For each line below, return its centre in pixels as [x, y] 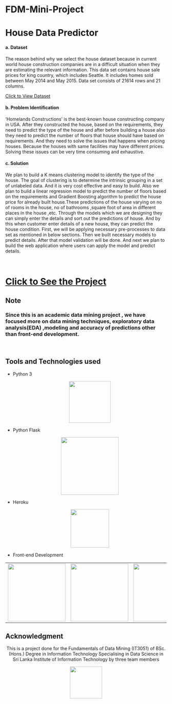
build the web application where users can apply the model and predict [80, 245]
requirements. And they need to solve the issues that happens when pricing [85, 141]
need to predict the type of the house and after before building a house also [85, 130]
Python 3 [22, 374]
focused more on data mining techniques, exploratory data [80, 321]
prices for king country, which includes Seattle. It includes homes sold [79, 75]
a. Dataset [16, 47]
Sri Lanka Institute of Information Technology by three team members [86, 659]
